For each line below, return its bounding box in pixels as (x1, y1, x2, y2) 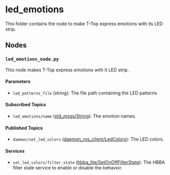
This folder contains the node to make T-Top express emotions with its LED (5, 21, 163, 27)
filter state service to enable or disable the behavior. (12, 165, 123, 171)
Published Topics (5, 125, 43, 131)
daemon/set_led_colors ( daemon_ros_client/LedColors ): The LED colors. (12, 136, 164, 142)
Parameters (5, 79, 31, 85)
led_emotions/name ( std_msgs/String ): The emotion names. (12, 113, 136, 119)
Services (5, 148, 25, 154)
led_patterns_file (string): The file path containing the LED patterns (12, 90, 157, 96)
